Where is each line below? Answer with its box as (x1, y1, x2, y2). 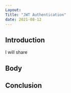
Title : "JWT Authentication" (5, 12, 66, 17)
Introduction (5, 36, 45, 44)
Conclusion (5, 81, 42, 89)
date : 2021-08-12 (5, 17, 42, 22)
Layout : (5, 7, 22, 13)
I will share (5, 49, 28, 55)
